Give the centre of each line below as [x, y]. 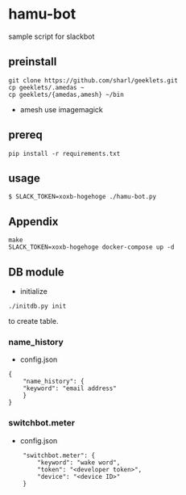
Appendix [33, 222]
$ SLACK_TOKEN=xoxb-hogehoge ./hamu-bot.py [83, 197]
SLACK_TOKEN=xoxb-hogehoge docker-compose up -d [91, 247]
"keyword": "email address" [70, 388]
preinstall [33, 62]
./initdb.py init [37, 306]
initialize [34, 291]
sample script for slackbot [52, 36]
